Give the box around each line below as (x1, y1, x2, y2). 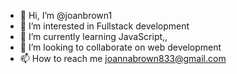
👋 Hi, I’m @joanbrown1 (19, 10, 113, 21)
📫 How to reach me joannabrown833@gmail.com (19, 53, 227, 64)
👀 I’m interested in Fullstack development (19, 20, 190, 32)
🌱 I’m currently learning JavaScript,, (19, 31, 168, 42)
